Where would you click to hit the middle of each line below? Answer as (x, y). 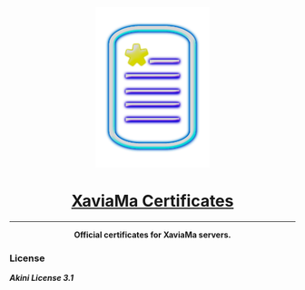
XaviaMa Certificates (152, 201)
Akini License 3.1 (42, 278)
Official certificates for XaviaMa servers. (152, 235)
